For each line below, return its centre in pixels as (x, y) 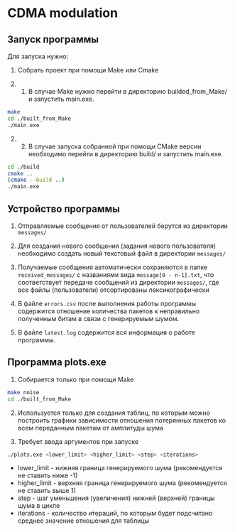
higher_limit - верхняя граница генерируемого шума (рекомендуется (122, 483)
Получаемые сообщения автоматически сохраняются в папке (113, 267)
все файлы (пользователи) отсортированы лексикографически (113, 290)
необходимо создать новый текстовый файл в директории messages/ (121, 253)
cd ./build (23, 167)
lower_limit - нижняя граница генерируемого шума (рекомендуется (120, 468)
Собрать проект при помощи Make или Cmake (88, 70)
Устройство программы (64, 208)
